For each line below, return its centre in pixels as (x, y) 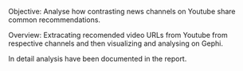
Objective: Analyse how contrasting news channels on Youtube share (122, 11)
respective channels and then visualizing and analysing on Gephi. (116, 43)
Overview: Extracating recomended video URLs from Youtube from (118, 35)
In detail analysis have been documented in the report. (98, 59)
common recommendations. (55, 20)
